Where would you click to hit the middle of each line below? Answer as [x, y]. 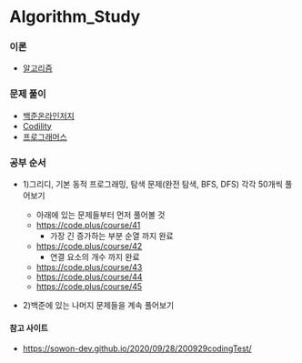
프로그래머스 [45, 136]
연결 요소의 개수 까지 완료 [95, 257]
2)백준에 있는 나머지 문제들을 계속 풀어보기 [98, 306]
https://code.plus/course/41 [88, 226]
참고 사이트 [29, 328]
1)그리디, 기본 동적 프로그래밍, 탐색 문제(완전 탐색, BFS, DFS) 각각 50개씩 [153, 185]
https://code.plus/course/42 [89, 247]
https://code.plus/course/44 [89, 277]
